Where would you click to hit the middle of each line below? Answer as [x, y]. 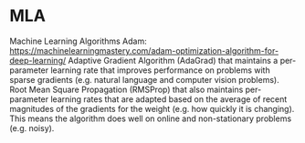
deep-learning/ [38, 60]
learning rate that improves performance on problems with [160, 70]
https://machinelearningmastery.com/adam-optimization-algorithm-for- [144, 50]
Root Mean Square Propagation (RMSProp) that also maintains [126, 89]
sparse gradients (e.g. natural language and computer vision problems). [145, 79]
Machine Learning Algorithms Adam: [79, 41]
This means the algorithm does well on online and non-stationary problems [151, 118]
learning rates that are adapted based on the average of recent [168, 99]
